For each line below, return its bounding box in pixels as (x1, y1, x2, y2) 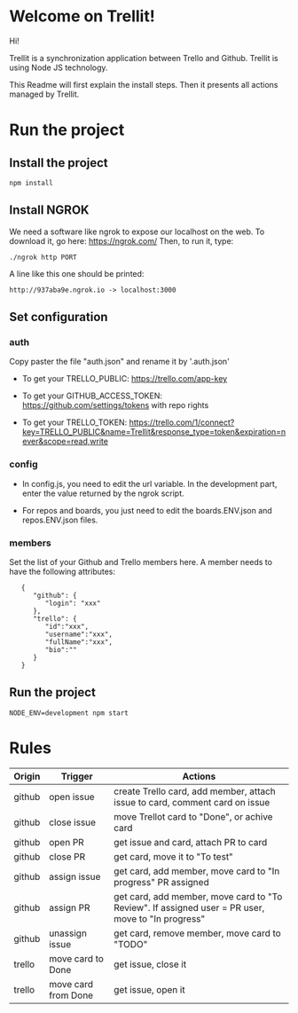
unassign (48, 927, 87, 939)
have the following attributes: (9, 566, 116, 577)
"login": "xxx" (44, 599, 101, 609)
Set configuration (9, 310, 108, 325)
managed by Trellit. (9, 89, 80, 99)
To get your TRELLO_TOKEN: (21, 417, 128, 428)
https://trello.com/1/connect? (129, 417, 235, 428)
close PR (48, 850, 86, 862)
